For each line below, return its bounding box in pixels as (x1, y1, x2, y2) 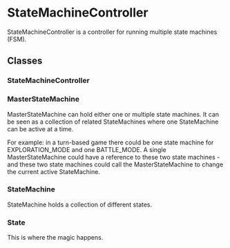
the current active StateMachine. (7, 167, 100, 175)
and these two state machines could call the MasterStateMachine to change (7, 160, 224, 169)
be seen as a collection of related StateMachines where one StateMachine (7, 117, 219, 126)
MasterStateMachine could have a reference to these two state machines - (7, 153, 220, 161)
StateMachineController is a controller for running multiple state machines (7, 28, 218, 36)
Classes (7, 55, 43, 67)
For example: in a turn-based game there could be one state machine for (7, 138, 214, 146)
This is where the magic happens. (7, 233, 104, 242)
